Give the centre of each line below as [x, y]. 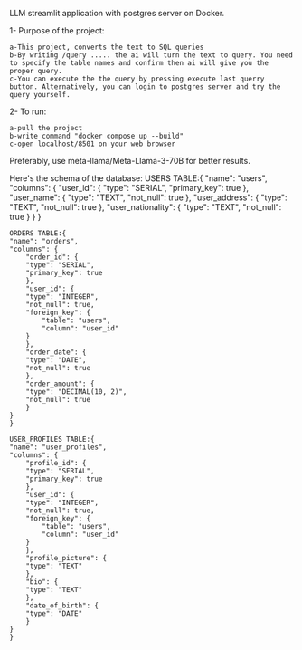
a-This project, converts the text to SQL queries [107, 47]
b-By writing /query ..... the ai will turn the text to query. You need [151, 55]
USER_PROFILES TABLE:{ [52, 439]
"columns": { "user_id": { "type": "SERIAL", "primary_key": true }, [129, 188]
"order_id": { [52, 257]
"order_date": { [57, 352]
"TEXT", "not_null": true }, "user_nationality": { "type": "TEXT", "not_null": [146, 207]
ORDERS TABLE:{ [38, 234]
